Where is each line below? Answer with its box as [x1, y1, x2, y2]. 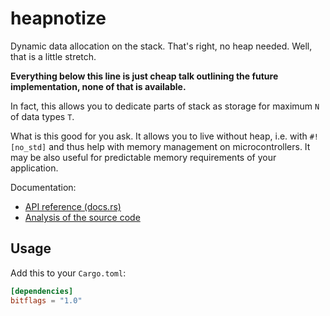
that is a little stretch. [10, 50, 97, 62]
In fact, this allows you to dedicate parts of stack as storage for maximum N [10, 100, 320, 112]
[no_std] [10, 142, 47, 152]
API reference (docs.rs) [24, 200, 122, 212]
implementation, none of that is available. [10, 80, 187, 92]
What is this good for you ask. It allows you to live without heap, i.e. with [10, 130, 308, 142]
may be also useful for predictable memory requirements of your [10, 151, 277, 163]
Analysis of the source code [24, 211, 141, 223]
